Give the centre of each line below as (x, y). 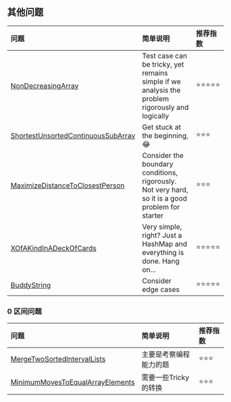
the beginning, (165, 135)
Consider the (163, 155)
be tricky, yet (163, 64)
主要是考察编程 (166, 355)
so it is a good (165, 198)
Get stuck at (162, 127)
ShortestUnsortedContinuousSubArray (73, 135)
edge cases (161, 289)
